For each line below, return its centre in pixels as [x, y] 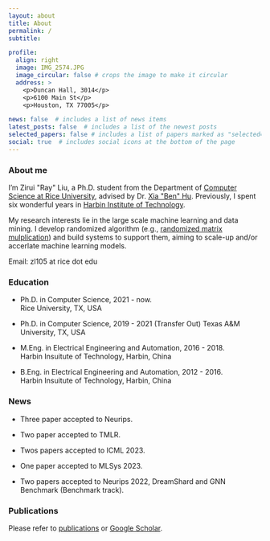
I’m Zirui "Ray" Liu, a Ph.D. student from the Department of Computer [123, 188]
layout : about [32, 16]
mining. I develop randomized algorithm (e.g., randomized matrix [115, 229]
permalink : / [30, 31]
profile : [23, 53]
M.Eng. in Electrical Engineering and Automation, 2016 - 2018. [122, 348]
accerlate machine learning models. [67, 246]
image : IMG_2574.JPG [50, 68]
